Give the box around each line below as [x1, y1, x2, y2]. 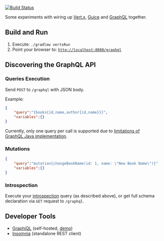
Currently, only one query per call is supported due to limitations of [5, 128, 140, 134]
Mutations [5, 145, 30, 152]
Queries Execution [5, 75, 50, 82]
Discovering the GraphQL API [5, 61, 96, 69]
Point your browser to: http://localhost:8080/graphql [12, 47, 122, 52]
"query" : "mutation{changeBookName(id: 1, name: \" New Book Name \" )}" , [14, 161, 161, 166]
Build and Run [5, 28, 48, 37]
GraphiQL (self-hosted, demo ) [12, 225, 73, 231]
